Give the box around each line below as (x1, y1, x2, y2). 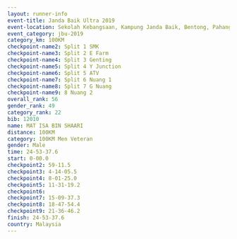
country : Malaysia (7, 221, 61, 228)
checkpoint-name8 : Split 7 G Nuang (7, 83, 112, 90)
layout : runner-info (7, 10, 68, 18)
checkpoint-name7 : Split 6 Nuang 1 (7, 76, 112, 83)
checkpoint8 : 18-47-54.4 (7, 201, 80, 209)
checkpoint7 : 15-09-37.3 (7, 194, 80, 202)
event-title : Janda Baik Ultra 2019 (7, 17, 115, 24)
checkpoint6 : (7, 188, 46, 195)
